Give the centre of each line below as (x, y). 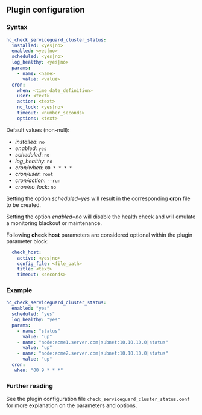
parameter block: (28, 241)
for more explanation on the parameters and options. (72, 405)
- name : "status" (39, 331)
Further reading (30, 385)
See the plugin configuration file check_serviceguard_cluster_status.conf (98, 399)
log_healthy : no (34, 161)
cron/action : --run (38, 180)
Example (19, 290)
